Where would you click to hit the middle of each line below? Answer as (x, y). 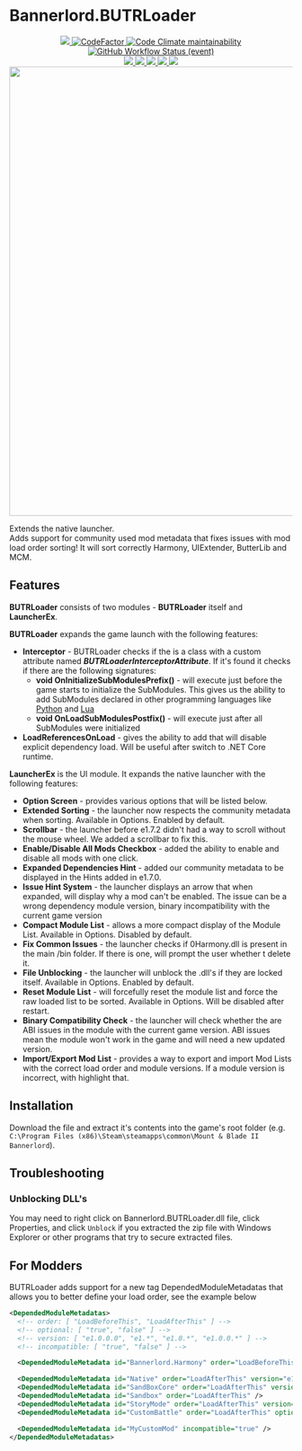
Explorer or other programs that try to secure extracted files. (121, 1237)
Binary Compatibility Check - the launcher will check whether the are (152, 1020)
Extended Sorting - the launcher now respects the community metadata (156, 810)
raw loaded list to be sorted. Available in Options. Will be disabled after (153, 1001)
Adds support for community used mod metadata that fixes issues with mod (150, 538)
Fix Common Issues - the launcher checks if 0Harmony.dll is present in (155, 943)
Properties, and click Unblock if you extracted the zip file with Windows (140, 1228)
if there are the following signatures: (89, 670)
